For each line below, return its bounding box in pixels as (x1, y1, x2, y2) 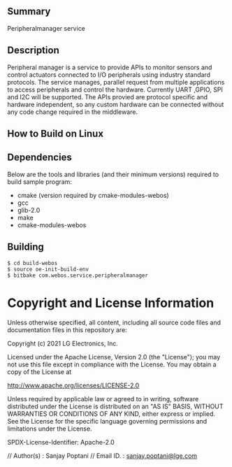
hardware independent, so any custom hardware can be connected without (7, 100, 224, 108)
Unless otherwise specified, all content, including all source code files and (7, 318, 222, 326)
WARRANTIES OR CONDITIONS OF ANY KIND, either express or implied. (7, 409, 215, 418)
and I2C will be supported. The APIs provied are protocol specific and (7, 92, 208, 101)
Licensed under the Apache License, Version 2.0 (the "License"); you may (7, 352, 221, 361)
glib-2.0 (17, 206, 41, 214)
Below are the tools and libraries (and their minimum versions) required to (7, 170, 219, 178)
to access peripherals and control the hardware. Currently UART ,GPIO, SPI (7, 85, 224, 94)
